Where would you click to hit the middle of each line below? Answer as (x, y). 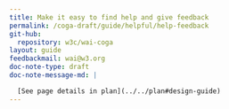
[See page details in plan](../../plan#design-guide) (119, 91)
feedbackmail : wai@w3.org (57, 58)
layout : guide (36, 51)
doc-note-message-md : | (53, 75)
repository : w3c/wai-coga (65, 42)
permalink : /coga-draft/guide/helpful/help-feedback (109, 26)
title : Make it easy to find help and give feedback (109, 17)
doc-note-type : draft (49, 67)
